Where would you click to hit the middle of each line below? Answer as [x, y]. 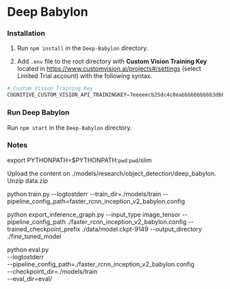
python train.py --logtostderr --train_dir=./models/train [84, 194]
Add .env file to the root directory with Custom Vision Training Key [112, 62]
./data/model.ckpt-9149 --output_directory [142, 229]
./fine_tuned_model [34, 236]
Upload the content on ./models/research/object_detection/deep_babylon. [112, 173]
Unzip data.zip [27, 180]
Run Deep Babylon [38, 112]
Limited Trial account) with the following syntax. [85, 76]
